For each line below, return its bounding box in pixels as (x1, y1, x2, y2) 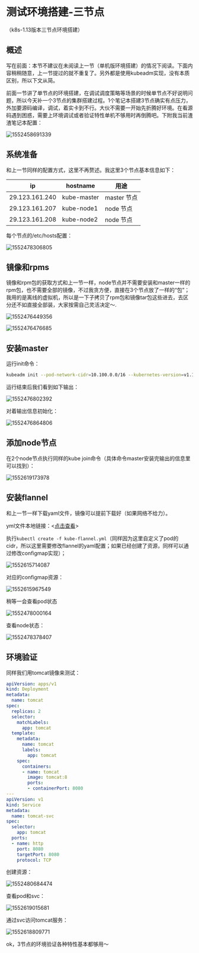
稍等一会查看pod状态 (6, 598, 57, 605)
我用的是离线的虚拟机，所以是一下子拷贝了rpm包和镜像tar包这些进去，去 (6, 294, 184, 301)
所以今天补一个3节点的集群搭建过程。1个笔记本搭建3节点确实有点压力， (16, 97, 191, 104)
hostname (66, 181, 95, 190)
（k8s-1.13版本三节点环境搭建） (6, 26, 84, 33)
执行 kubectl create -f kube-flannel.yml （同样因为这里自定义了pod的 (6, 534, 179, 542)
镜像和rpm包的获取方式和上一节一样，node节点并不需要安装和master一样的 (6, 279, 191, 286)
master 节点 (104, 193, 138, 201)
